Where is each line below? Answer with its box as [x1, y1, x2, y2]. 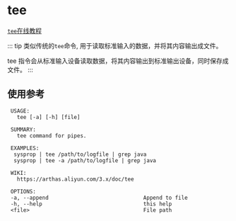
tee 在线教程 [7, 26, 42, 35]
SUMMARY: [10, 126, 37, 133]
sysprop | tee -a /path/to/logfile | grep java [13, 157, 157, 164]
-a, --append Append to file [10, 194, 189, 201]
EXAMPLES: [10, 144, 40, 152]
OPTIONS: [10, 188, 37, 195]
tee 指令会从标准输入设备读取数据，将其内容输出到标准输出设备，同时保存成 [7, 56, 229, 65]
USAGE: [10, 107, 30, 115]
